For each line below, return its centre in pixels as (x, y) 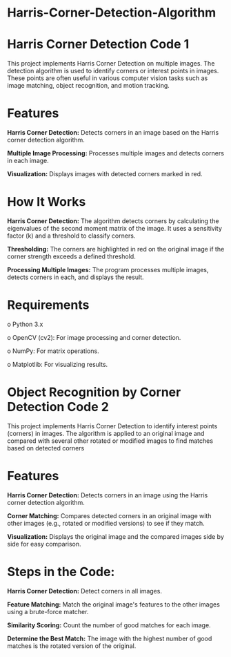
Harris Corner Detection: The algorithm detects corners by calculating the (113, 221)
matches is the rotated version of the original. (72, 646)
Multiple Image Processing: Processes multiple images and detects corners (115, 153)
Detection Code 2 (58, 407)
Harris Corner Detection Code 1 (98, 45)
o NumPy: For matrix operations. (53, 351)
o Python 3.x (25, 324)
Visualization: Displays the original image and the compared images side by (115, 536)
